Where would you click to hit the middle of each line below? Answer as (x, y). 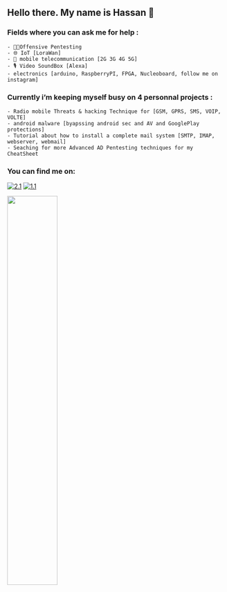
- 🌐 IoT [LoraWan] (34, 53)
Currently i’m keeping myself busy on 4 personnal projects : (110, 97)
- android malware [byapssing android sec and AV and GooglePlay (103, 123)
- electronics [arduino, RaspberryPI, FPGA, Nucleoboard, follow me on (112, 73)
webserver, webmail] (37, 142)
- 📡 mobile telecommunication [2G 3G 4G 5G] (72, 59)
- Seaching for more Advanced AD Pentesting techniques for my (100, 147)
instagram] (23, 80)
